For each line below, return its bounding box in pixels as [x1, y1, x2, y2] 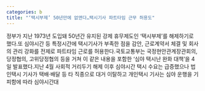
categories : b [6, 9, 43, 15]
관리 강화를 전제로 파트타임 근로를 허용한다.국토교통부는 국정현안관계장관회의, [12, 47, 198, 55]
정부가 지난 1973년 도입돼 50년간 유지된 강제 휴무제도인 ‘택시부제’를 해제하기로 [6, 32, 194, 40]
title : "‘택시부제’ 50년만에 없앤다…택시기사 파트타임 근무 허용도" [6, 15, 155, 21]
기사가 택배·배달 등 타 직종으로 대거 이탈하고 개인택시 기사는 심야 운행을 [22, 70, 193, 78]
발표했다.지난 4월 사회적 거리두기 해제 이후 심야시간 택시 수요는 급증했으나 [12, 62, 190, 70]
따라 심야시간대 [22, 78, 59, 86]
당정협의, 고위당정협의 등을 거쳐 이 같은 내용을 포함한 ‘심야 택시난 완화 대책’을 [6, 55, 190, 62]
